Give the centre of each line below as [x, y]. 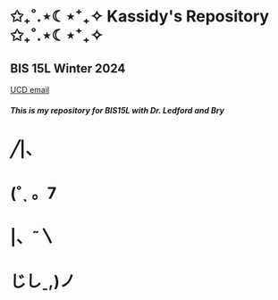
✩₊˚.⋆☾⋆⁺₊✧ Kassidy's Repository [140, 17]
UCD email [30, 90]
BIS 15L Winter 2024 [68, 68]
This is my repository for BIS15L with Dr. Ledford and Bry [117, 110]
